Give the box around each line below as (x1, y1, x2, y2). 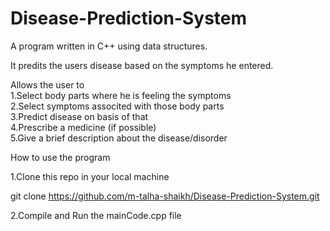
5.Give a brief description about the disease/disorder (10, 132, 228, 144)
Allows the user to (10, 78, 85, 91)
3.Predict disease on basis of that (10, 110, 149, 122)
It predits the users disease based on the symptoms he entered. (10, 59, 274, 71)
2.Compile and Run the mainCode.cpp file (10, 209, 182, 221)
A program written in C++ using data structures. (10, 40, 208, 52)
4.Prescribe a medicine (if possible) (10, 121, 157, 133)
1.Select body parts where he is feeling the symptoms (10, 89, 232, 101)
